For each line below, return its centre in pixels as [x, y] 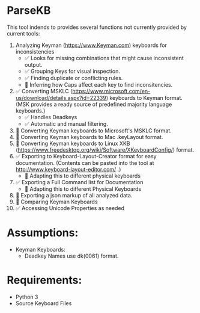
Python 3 [27, 297]
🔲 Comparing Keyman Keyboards [56, 202]
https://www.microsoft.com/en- [111, 91]
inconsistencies [35, 51]
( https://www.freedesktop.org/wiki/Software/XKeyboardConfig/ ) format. [105, 150]
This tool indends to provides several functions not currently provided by [97, 27]
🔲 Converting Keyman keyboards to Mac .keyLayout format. [89, 137]
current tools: [23, 33]
